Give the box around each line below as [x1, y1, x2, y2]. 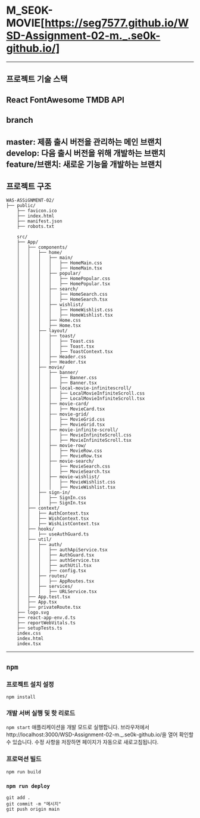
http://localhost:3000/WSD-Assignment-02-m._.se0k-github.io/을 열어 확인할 [6, 731, 194, 738]
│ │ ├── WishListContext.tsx [17, 521, 100, 527]
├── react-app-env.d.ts [17, 615, 76, 621]
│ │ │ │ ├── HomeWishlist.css [17, 307, 113, 313]
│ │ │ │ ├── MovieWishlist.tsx [17, 484, 116, 491]
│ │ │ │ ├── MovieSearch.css [17, 463, 111, 470]
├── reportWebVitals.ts [17, 620, 76, 626]
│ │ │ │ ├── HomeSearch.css [17, 292, 108, 298]
